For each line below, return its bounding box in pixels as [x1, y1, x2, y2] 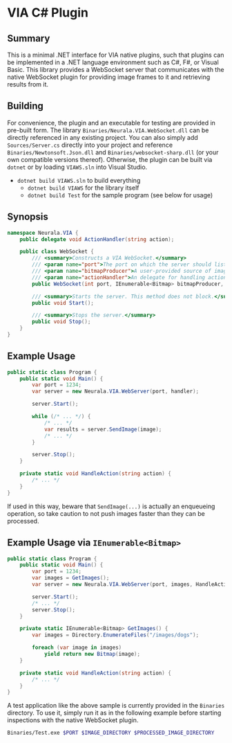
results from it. [7, 80, 49, 88]
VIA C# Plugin [7, 5, 88, 21]
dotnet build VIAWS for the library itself [27, 183, 139, 192]
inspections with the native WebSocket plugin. [7, 716, 139, 724]
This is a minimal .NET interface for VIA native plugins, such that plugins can [7, 51, 224, 59]
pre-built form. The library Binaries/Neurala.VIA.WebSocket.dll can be [7, 126, 209, 134]
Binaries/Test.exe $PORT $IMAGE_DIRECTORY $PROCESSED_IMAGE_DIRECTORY [7, 729, 215, 737]
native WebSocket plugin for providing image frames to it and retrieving [7, 73, 211, 81]
